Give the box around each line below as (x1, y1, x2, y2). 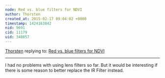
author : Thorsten (5, 12, 41, 17)
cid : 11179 (5, 30, 27, 35)
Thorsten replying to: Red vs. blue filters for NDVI (5, 48, 105, 54)
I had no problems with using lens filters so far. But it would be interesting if (5, 62, 158, 68)
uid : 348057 (5, 35, 29, 40)
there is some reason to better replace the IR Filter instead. (5, 67, 124, 73)
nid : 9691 (5, 26, 26, 30)
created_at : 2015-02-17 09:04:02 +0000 (5, 16, 87, 21)
